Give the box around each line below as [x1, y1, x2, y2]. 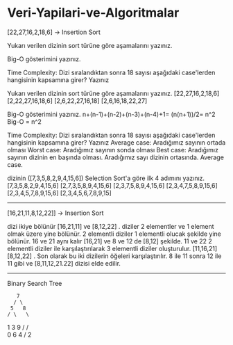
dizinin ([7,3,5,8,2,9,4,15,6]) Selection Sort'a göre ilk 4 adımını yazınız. [7, 174, 205, 182]
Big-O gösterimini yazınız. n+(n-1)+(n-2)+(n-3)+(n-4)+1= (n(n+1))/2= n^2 [7, 110, 216, 118]
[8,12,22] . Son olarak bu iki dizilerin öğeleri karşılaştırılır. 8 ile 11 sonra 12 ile [7, 252, 222, 260]
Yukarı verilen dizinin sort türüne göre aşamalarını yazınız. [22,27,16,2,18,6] [7, 89, 220, 97]
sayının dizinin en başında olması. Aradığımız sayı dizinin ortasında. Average [7, 153, 224, 161]
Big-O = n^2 [7, 117, 42, 126]
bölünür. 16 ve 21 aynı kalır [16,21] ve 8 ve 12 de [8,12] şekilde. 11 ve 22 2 [7, 236, 213, 245]
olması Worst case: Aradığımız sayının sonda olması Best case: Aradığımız [7, 145, 218, 154]
